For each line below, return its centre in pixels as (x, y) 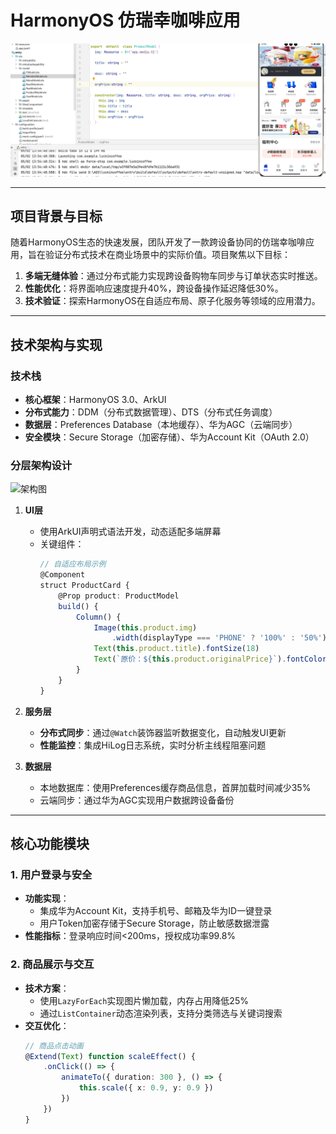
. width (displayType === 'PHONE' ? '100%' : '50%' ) (219, 638)
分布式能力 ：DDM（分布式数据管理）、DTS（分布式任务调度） (151, 412)
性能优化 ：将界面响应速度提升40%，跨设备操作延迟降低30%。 (154, 288)
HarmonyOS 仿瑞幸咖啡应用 (125, 20)
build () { (78, 606)
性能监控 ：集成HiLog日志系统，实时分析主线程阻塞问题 (153, 745)
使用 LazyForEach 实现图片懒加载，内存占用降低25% (144, 1000)
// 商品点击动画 (54, 1046)
